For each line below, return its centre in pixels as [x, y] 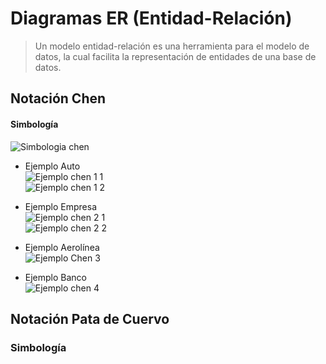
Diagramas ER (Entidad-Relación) [151, 18]
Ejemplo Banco [56, 277]
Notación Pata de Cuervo [90, 318]
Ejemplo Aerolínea [62, 247]
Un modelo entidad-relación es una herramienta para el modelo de [172, 46]
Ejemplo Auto [52, 166]
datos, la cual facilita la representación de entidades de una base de [175, 56]
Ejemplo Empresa [61, 206]
